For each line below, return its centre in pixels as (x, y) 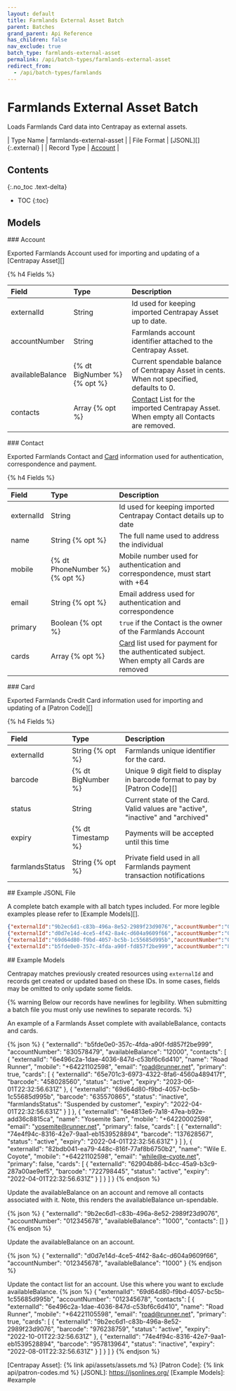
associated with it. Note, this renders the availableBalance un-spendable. (113, 1200)
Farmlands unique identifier (170, 751)
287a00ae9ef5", (31, 1171)
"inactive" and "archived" (167, 817)
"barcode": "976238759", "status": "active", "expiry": (133, 1328)
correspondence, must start (165, 574)
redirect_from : (29, 66)
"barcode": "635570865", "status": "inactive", (122, 1096)
